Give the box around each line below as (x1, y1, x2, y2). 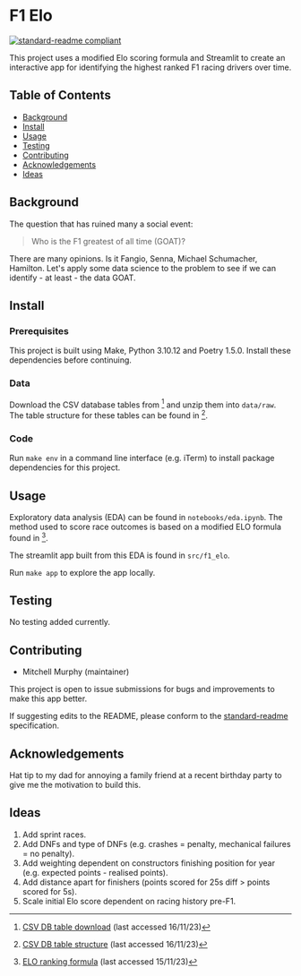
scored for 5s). (21, 886, 78, 896)
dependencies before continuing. (9, 355, 133, 365)
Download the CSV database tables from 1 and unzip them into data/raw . (9, 398, 277, 410)
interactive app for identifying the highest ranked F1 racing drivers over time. (9, 62, 292, 73)
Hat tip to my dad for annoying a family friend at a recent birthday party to (9, 770, 282, 781)
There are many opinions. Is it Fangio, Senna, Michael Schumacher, (9, 253, 258, 264)
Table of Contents (9, 88, 112, 103)
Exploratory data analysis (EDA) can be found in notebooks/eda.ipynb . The (9, 511, 284, 522)
